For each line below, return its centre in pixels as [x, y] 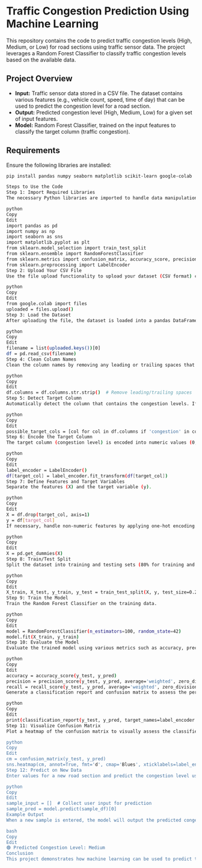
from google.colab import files [47, 304]
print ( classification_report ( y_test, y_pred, [64, 720]
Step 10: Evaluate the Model [43, 642]
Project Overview [39, 79]
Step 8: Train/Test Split [38, 559]
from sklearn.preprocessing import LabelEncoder [68, 265]
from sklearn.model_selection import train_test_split [76, 248]
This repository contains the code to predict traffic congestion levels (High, [99, 40]
